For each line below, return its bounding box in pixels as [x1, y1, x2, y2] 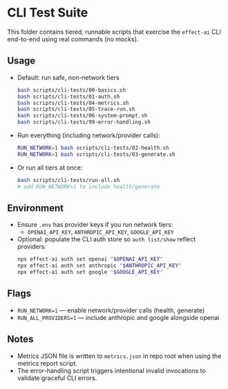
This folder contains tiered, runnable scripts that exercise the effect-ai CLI [7, 28, 221, 36]
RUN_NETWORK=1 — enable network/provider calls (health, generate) [17, 306, 205, 315]
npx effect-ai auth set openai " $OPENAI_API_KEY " [17, 256, 164, 263]
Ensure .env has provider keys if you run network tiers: [17, 221, 173, 229]
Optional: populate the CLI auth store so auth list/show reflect [17, 235, 196, 243]
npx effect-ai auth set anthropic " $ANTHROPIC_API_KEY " [17, 262, 182, 270]
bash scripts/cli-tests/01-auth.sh [17, 93, 120, 100]
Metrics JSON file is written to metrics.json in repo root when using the [17, 352, 222, 360]
